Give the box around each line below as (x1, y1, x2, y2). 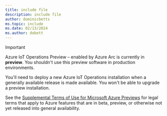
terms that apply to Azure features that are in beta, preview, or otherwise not (5, 100, 163, 105)
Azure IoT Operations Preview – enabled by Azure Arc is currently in (5, 54, 145, 60)
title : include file (5, 7, 48, 12)
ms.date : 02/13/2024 (5, 26, 48, 31)
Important (5, 44, 25, 50)
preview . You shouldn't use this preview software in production (5, 59, 136, 65)
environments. (5, 64, 35, 70)
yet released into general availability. (5, 105, 81, 111)
